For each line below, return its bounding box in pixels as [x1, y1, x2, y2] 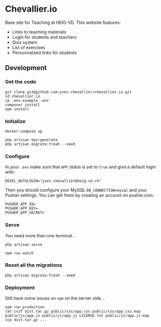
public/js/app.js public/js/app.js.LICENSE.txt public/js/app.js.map [5, 313, 150, 318]
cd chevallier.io [5, 94, 40, 98]
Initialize [5, 118, 26, 125]
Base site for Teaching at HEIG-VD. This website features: [5, 19, 121, 25]
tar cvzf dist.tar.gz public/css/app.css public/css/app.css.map [5, 309, 141, 314]
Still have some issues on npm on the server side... [5, 295, 105, 301]
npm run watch [5, 250, 34, 255]
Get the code [5, 78, 37, 85]
